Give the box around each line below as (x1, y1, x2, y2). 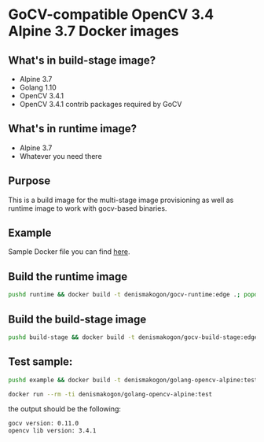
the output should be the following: (8, 404, 122, 414)
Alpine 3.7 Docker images (8, 22, 179, 40)
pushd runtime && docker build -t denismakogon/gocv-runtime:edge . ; (8, 291, 241, 299)
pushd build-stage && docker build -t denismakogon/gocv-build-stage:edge (8, 333, 258, 341)
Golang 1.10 (19, 83, 57, 92)
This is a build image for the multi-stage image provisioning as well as (8, 195, 234, 204)
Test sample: (8, 355, 73, 369)
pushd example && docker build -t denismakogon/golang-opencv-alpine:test (8, 376, 258, 384)
